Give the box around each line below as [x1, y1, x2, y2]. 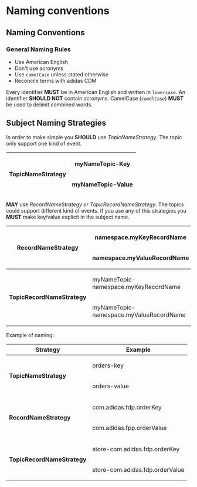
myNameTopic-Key [74, 160, 131, 168]
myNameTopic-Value [72, 180, 133, 189]
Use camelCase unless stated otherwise [14, 70, 109, 78]
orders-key [91, 361, 124, 370]
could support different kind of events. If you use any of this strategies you [6, 207, 186, 214]
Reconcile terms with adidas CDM [14, 77, 97, 84]
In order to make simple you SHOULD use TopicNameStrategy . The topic [6, 133, 182, 140]
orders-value [91, 382, 129, 390]
